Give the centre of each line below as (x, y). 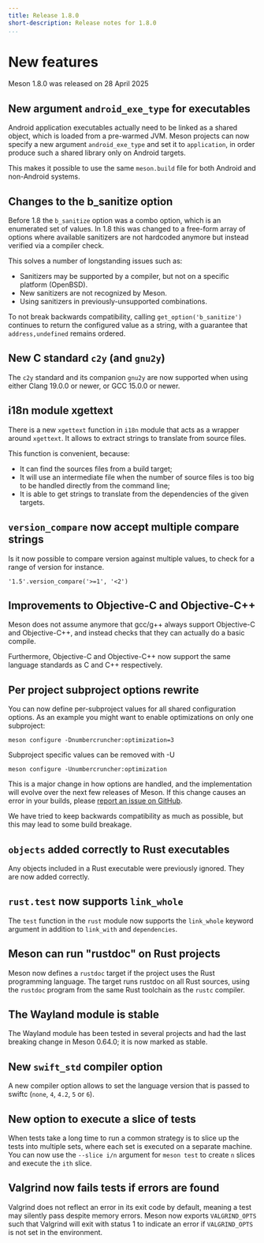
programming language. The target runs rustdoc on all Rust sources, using (129, 981)
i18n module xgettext (61, 411)
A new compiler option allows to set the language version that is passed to (129, 1086)
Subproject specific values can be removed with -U (91, 755)
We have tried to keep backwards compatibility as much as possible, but (126, 816)
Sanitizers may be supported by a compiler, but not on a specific (125, 277)
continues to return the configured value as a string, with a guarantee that (128, 326)
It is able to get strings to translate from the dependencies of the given (134, 494)
